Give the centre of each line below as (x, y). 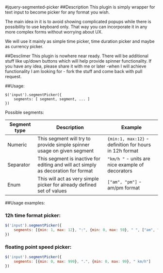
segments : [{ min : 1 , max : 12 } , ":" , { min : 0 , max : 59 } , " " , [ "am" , (84, 230)
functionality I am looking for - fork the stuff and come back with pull (74, 71)
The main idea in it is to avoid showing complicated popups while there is (78, 22)
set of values (52, 191)
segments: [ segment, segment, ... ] (52, 99)
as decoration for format (65, 171)
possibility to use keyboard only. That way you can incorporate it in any (76, 27)
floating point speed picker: (38, 247)
